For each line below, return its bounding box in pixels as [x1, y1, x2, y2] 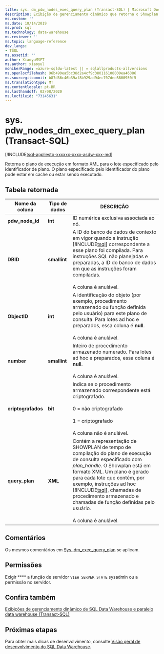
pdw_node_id [7, 218, 40, 224]
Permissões [5, 561, 42, 569]
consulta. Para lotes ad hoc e [72, 316, 139, 323]
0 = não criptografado [72, 406, 123, 412]
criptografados [7, 406, 43, 412]
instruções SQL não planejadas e [72, 253, 148, 260]
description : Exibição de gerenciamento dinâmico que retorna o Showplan [5, 12, 159, 17]
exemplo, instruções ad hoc [72, 480, 136, 487]
